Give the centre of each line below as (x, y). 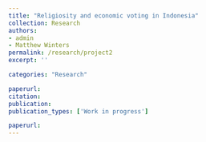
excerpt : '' (28, 61)
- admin (21, 38)
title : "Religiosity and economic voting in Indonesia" (103, 16)
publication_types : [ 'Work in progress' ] (79, 111)
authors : (23, 30)
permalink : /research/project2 (61, 53)
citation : (25, 97)
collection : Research (44, 23)
